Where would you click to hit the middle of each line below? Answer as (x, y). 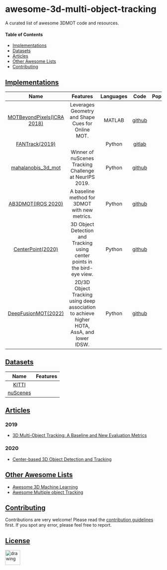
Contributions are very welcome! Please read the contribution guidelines (79, 520)
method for (82, 197)
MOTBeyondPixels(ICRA (36, 117)
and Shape (82, 117)
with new (82, 210)
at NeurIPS (82, 177)
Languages (114, 96)
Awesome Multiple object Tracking (48, 492)
